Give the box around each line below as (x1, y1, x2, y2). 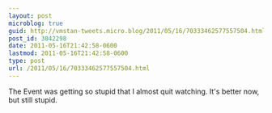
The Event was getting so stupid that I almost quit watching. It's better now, (8, 86, 260, 96)
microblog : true (8, 19, 63, 27)
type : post (8, 57, 45, 65)
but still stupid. (8, 94, 58, 105)
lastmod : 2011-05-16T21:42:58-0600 (8, 49, 129, 57)
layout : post (8, 11, 53, 20)
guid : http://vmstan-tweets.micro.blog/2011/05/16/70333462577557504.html (8, 27, 266, 35)
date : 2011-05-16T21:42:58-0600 (8, 42, 117, 50)
